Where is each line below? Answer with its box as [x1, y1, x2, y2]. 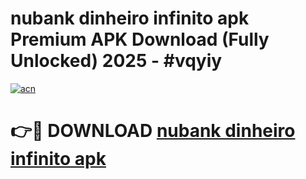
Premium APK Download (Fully [10, 28, 270, 51]
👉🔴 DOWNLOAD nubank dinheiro [10, 120, 296, 142]
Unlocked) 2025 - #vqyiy [10, 50, 223, 72]
